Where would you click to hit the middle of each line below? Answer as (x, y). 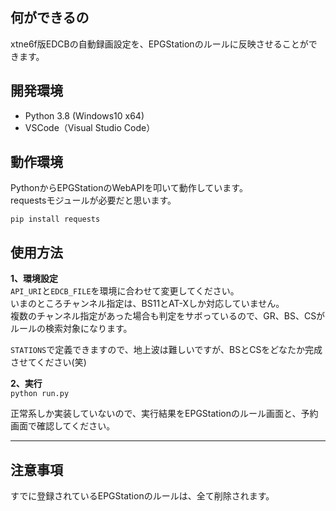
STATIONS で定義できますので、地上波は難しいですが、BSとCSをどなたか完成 (166, 350)
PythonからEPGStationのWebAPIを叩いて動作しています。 (129, 188)
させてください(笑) (48, 362)
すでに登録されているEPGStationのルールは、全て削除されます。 (142, 496)
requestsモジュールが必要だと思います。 (93, 200)
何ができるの (50, 18)
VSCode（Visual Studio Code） (90, 127)
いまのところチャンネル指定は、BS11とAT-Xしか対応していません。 (147, 304)
